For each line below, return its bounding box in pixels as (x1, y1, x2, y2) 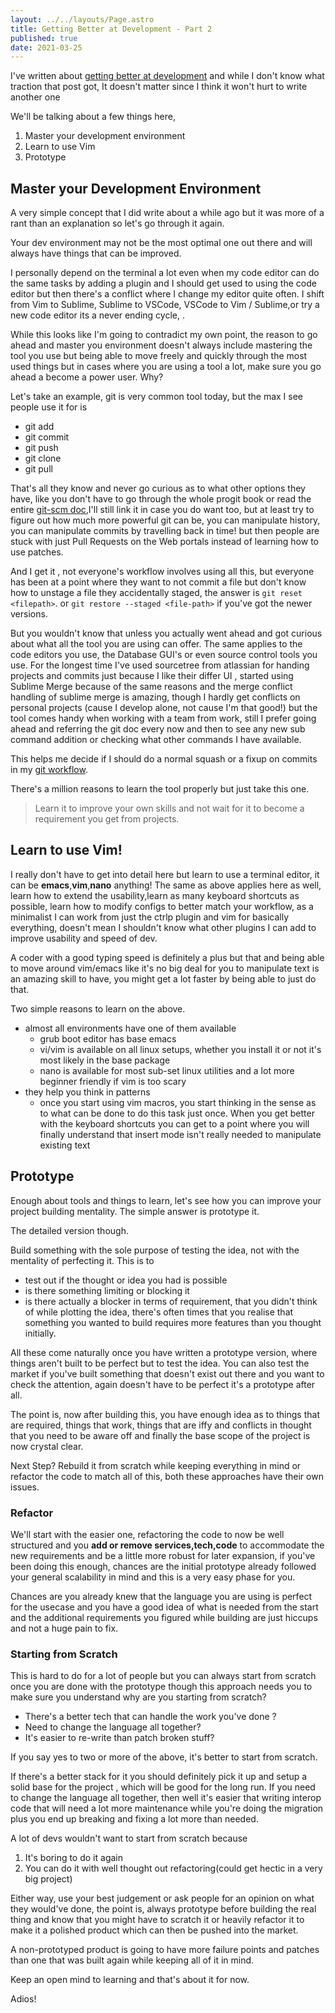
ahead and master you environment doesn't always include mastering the (10, 339, 313, 351)
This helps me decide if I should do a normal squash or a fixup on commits (10, 753, 318, 765)
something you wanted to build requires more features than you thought (24, 1316, 322, 1328)
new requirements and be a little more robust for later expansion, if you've (10, 1549, 316, 1561)
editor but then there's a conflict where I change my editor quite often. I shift (10, 288, 325, 300)
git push (24, 442, 59, 454)
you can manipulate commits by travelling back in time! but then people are (10, 525, 320, 537)
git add (24, 421, 55, 433)
